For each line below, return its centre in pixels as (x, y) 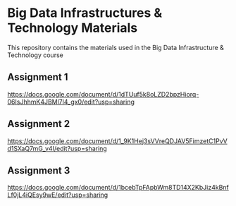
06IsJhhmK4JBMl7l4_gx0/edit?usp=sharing (71, 102)
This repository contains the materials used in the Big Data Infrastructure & (116, 47)
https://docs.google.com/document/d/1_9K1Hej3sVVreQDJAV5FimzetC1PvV (117, 141)
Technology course (35, 55)
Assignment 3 (39, 170)
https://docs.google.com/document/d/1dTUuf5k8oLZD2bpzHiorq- (103, 94)
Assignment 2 (39, 124)
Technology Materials (73, 28)
